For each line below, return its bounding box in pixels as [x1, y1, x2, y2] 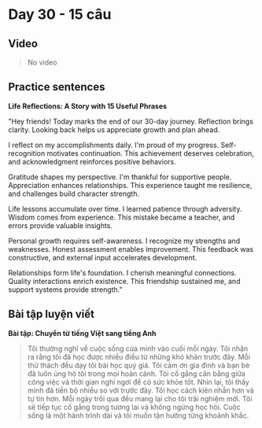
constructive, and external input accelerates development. [8, 253, 197, 262]
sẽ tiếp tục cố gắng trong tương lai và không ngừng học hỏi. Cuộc [27, 402, 242, 411]
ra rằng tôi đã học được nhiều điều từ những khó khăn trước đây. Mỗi [27, 352, 250, 361]
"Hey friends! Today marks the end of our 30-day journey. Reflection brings [8, 116, 254, 126]
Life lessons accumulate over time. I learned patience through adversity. [8, 204, 242, 213]
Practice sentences [8, 80, 105, 94]
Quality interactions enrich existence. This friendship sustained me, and [8, 276, 241, 286]
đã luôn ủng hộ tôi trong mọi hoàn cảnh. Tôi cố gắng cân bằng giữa [27, 368, 245, 378]
